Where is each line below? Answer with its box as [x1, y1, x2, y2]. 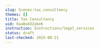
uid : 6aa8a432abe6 [5, 21, 43, 26]
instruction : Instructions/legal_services [5, 26, 95, 31]
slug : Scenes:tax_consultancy [5, 7, 68, 12]
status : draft [5, 30, 35, 35]
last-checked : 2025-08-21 [5, 35, 59, 40]
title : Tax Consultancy [5, 16, 55, 21]
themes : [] [5, 12, 28, 17]
